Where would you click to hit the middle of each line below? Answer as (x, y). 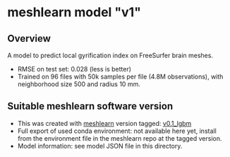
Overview (29, 39)
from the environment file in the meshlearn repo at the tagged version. (120, 138)
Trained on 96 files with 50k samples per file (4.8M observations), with (120, 76)
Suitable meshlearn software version (90, 106)
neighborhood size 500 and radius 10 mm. (79, 84)
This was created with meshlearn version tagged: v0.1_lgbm (104, 123)
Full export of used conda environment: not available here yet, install (117, 131)
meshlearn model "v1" (74, 12)
